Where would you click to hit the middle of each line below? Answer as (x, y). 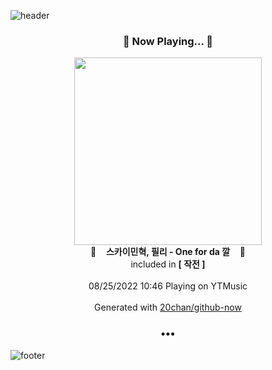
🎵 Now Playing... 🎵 (168, 41)
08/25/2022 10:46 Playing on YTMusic (168, 286)
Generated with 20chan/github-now (168, 307)
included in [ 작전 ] (168, 264)
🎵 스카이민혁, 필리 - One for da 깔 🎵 (168, 252)
